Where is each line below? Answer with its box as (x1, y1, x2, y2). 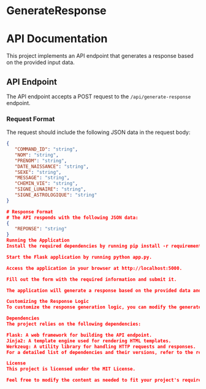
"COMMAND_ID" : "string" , (14, 146, 78, 152)
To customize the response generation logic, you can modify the (6, 304, 177, 310)
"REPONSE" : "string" (14, 226, 67, 232)
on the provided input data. (6, 59, 75, 66)
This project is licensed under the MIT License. (6, 366, 136, 372)
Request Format (6, 114, 55, 123)
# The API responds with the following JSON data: (6, 214, 139, 221)
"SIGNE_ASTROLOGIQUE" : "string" (14, 192, 97, 198)
